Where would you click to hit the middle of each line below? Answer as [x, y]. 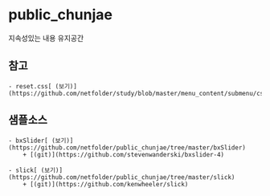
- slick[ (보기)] [35, 170]
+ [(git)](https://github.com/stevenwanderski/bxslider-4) [124, 154]
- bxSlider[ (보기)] [41, 141]
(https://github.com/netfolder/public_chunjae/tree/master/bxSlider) [127, 147]
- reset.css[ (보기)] [43, 86]
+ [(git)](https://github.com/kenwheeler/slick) [106, 184]
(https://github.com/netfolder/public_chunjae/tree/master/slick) [122, 177]
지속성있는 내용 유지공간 [46, 38]
